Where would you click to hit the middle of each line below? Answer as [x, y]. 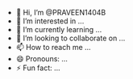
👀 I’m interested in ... [50, 21]
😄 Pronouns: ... [42, 59]
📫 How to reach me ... [53, 47]
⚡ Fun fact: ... [38, 68]
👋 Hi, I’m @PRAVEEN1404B [61, 12]
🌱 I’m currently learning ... [59, 29]
